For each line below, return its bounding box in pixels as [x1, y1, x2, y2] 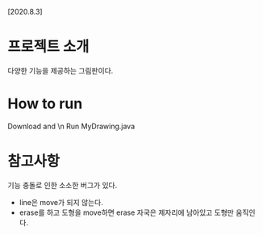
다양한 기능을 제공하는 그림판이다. [7, 65, 114, 75]
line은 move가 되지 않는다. [19, 197, 104, 207]
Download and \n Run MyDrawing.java [7, 121, 135, 131]
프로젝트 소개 [7, 38, 90, 56]
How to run [7, 94, 83, 113]
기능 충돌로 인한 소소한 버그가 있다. [7, 180, 118, 190]
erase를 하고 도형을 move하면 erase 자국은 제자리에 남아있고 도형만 [19, 208, 235, 217]
